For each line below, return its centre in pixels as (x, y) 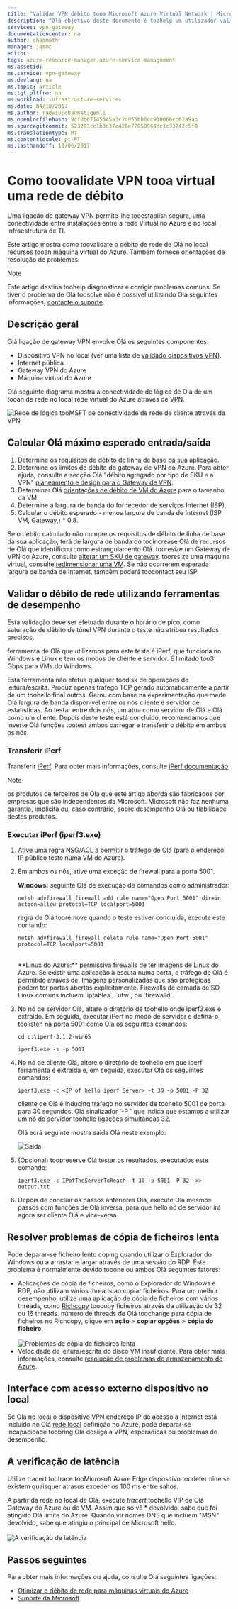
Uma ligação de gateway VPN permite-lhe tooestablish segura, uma (106, 216)
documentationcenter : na (44, 34)
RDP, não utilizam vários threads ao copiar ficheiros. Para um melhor (118, 1290)
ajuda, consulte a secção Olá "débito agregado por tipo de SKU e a (115, 475)
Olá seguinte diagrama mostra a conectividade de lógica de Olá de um (110, 392)
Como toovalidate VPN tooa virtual (111, 181)
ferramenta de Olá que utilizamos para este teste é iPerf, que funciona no (114, 651)
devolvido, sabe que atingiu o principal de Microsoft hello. (92, 1522)
